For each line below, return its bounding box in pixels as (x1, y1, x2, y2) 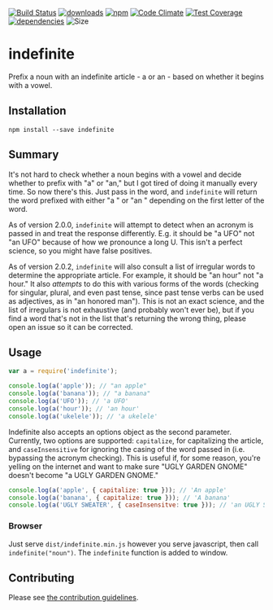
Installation (8, 104, 67, 118)
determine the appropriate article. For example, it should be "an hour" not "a (8, 270, 264, 280)
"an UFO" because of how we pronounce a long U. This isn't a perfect (8, 237, 243, 247)
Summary (8, 147, 59, 162)
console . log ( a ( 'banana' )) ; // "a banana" (8, 389, 151, 398)
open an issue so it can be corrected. (8, 322, 133, 331)
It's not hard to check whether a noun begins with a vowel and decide (8, 169, 242, 179)
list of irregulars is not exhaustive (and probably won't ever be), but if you (8, 305, 254, 314)
